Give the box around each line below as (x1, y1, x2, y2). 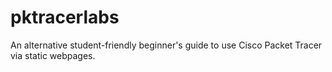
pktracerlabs (10, 6, 120, 29)
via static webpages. (10, 49, 96, 61)
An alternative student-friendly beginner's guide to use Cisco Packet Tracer (10, 39, 323, 51)
